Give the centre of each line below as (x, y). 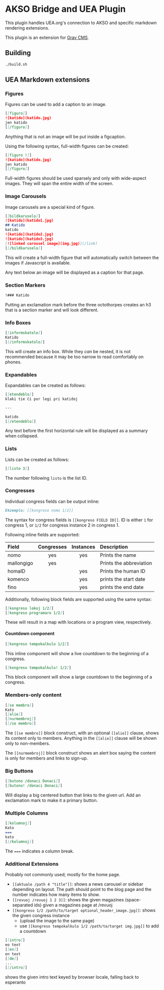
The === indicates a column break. (40, 851)
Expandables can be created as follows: (45, 385)
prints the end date (122, 587)
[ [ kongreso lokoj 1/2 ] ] (29, 608)
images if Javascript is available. (38, 263)
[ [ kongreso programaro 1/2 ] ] (35, 613)
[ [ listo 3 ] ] (17, 468)
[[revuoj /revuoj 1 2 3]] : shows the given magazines (68, 900)
